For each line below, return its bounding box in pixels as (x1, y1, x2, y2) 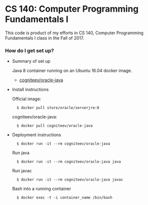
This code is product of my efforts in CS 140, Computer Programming (5, 30, 144, 36)
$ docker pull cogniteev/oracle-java (16, 123, 93, 129)
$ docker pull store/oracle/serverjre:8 (16, 106, 99, 111)
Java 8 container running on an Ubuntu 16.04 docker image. (12, 68, 132, 74)
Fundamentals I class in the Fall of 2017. (5, 35, 84, 41)
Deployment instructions (12, 132, 62, 138)
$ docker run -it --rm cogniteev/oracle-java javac (16, 177, 123, 182)
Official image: (12, 96, 41, 102)
